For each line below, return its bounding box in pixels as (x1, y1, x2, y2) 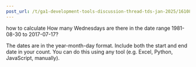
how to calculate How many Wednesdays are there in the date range (6, 24, 170, 31)
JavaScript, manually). (6, 54, 60, 61)
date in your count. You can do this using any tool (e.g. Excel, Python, (6, 48, 173, 55)
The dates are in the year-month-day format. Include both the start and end (6, 42, 188, 49)
